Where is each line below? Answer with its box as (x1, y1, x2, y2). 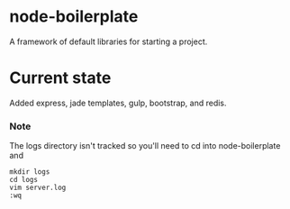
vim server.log (9, 183, 67, 193)
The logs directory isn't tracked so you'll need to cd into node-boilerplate (9, 141, 281, 151)
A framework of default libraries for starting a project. (9, 36, 208, 47)
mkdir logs (9, 168, 50, 177)
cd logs (9, 176, 39, 185)
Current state (9, 68, 112, 88)
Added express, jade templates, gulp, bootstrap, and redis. (9, 97, 227, 108)
